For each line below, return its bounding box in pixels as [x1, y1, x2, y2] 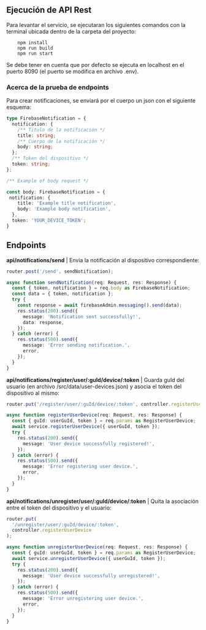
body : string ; [17, 144, 53, 150]
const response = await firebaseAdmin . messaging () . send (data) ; [17, 302, 183, 309]
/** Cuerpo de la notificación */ [17, 138, 105, 144]
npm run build [17, 45, 53, 51]
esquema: [6, 104, 32, 111]
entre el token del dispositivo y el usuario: [6, 504, 112, 511]
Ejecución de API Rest [6, 5, 92, 15]
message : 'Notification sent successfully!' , [22, 313, 141, 320]
